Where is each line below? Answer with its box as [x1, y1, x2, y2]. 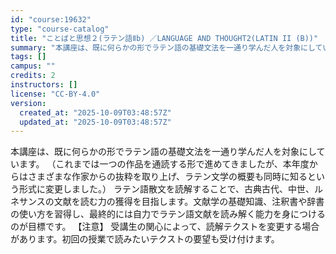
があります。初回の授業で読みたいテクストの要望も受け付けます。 [10, 233, 280, 245]
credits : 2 [10, 71, 56, 81]
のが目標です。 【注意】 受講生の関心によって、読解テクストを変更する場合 [10, 221, 320, 233]
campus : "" [10, 61, 56, 71]
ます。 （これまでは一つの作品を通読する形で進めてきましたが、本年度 [18, 158, 310, 170]
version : [10, 98, 47, 108]
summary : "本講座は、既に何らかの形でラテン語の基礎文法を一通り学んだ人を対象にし [10, 42, 316, 53]
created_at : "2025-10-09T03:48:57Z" [19, 107, 172, 118]
